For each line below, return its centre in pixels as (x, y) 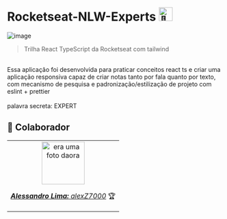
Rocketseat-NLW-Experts (82, 17)
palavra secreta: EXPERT (42, 105)
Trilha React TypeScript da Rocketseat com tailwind (96, 49)
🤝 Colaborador (39, 128)
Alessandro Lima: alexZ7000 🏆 (63, 196)
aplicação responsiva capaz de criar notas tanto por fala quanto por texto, (111, 77)
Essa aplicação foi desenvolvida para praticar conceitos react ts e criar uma (114, 69)
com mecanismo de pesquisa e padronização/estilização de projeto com (109, 84)
